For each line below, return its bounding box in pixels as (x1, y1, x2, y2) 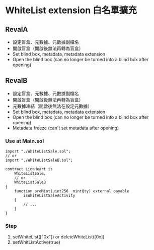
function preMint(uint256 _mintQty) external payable (14, 189, 129, 194)
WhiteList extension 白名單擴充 (5, 5, 137, 16)
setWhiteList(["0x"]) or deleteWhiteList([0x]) (12, 234, 105, 240)
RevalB (5, 76, 28, 85)
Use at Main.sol (5, 137, 44, 144)
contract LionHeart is (5, 167, 53, 172)
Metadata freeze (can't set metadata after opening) (12, 125, 119, 131)
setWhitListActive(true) (12, 239, 60, 245)
